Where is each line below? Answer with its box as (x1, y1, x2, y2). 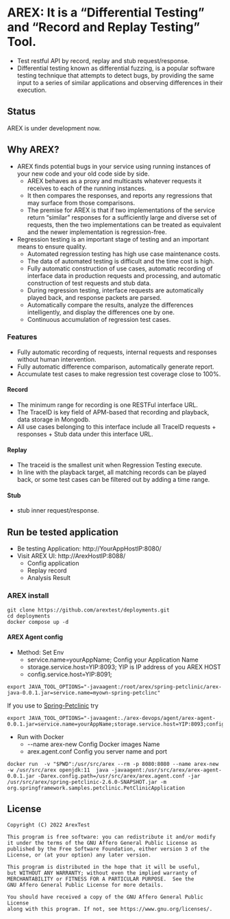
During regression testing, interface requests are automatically (27, 286, 204, 294)
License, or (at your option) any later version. (7, 851, 152, 859)
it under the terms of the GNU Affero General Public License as (7, 839, 197, 846)
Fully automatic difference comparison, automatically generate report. (16, 362, 214, 371)
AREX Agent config (7, 633, 64, 641)
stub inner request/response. (16, 507, 99, 515)
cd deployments (7, 612, 51, 619)
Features (7, 332, 38, 342)
